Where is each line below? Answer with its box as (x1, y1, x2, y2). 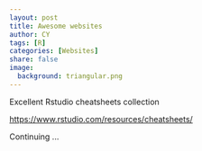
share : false (9, 55, 59, 64)
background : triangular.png (17, 72, 124, 81)
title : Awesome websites (9, 22, 103, 31)
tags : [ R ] (9, 38, 47, 48)
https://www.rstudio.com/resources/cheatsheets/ (9, 113, 194, 124)
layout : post (9, 13, 59, 22)
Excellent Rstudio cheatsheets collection (9, 96, 160, 107)
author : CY (9, 30, 50, 39)
